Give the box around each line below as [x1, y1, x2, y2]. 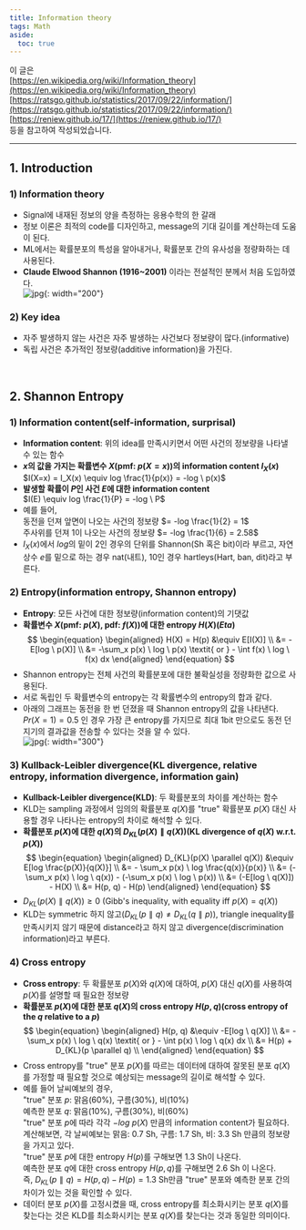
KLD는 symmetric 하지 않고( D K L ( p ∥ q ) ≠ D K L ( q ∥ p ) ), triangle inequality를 [22, 908, 295, 921]
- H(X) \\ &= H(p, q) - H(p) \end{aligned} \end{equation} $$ [48, 881, 271, 892]
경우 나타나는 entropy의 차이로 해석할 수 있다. [39, 815, 202, 825]
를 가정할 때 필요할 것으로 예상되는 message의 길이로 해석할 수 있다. [22, 1071, 266, 1082]
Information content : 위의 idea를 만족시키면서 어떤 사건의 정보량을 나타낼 [22, 437, 289, 448]
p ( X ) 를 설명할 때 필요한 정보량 [22, 989, 129, 1000]
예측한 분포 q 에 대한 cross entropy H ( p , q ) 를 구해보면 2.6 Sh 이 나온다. [22, 1163, 276, 1174]
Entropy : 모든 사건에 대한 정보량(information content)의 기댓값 [22, 608, 250, 619]
